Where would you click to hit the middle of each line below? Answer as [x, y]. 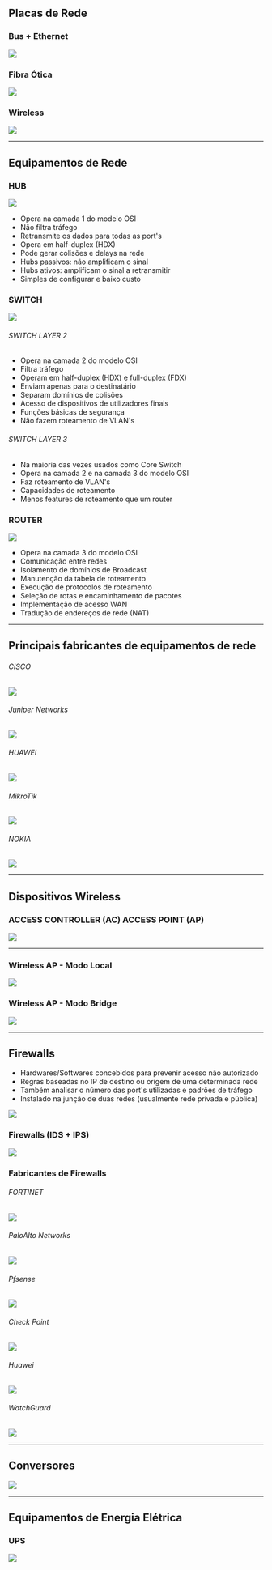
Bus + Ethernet [38, 36]
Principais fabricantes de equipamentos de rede [132, 646]
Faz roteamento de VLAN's [65, 482]
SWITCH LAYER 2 [38, 335]
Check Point [29, 1321]
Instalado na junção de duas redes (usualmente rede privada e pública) [139, 1099]
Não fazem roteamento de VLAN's [77, 421]
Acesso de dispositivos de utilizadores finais [94, 403]
